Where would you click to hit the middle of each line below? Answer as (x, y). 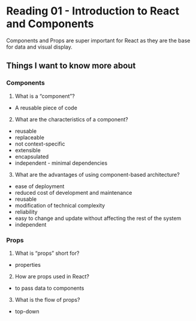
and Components (50, 24)
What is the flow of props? (47, 299)
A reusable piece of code (46, 108)
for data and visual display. (40, 47)
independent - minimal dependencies (61, 163)
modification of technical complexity (60, 205)
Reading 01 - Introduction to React (93, 11)
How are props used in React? (52, 276)
